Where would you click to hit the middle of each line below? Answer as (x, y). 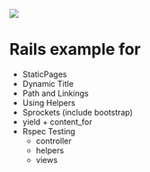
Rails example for (75, 50)
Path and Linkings (55, 93)
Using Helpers (49, 102)
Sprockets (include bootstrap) (77, 112)
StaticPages (44, 74)
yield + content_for (57, 122)
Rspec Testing (49, 131)
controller (53, 141)
